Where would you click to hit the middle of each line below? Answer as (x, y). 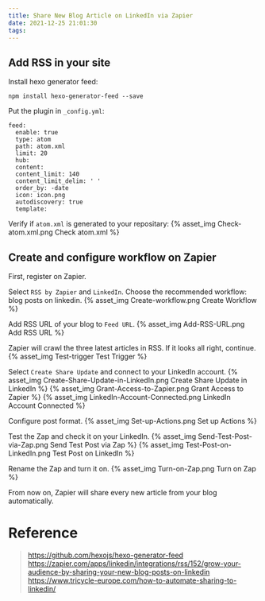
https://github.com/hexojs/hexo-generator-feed (106, 555)
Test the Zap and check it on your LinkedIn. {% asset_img (102, 436)
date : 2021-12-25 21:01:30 (53, 23)
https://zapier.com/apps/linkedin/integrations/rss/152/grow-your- (134, 563)
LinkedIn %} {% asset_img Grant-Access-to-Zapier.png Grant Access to (126, 389)
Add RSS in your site (60, 62)
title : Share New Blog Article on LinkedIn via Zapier (101, 16)
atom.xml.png (31, 232)
